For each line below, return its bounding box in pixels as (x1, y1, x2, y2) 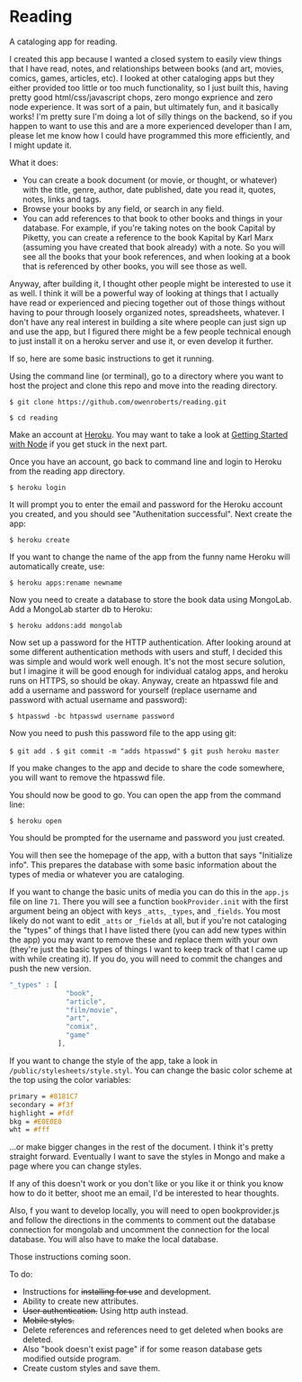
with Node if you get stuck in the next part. (9, 439, 168, 450)
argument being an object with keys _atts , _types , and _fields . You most (9, 905, 281, 916)
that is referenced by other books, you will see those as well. (22, 260, 247, 271)
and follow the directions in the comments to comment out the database (9, 1214, 276, 1226)
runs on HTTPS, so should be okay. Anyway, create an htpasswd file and (9, 675, 279, 686)
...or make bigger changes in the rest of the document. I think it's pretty (9, 1141, 274, 1152)
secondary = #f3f (9, 1100, 75, 1109)
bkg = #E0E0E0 (9, 1117, 63, 1126)
